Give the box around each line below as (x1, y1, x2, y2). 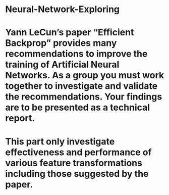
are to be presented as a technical (5, 102, 150, 113)
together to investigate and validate (5, 80, 158, 92)
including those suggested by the (5, 168, 149, 179)
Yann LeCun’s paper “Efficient (5, 27, 134, 38)
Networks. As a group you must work (5, 70, 164, 81)
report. (5, 113, 35, 124)
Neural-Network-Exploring (5, 4, 120, 15)
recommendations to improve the (5, 48, 148, 60)
